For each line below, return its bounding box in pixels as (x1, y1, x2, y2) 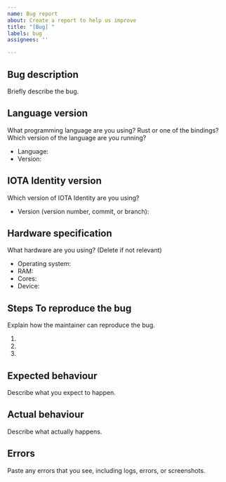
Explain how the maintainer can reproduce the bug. (7, 321, 156, 330)
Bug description (7, 68, 79, 81)
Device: (17, 282, 40, 290)
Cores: (17, 274, 37, 283)
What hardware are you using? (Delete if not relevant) (7, 246, 163, 255)
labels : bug (7, 29, 42, 37)
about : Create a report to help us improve (7, 17, 137, 24)
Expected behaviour (7, 370, 98, 382)
